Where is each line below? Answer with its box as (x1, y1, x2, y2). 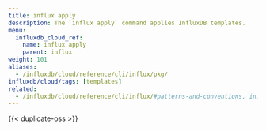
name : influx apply (22, 41, 87, 49)
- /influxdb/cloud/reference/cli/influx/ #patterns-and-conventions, (15, 92, 246, 100)
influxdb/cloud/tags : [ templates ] (8, 77, 123, 85)
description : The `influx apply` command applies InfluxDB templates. (8, 19, 246, 27)
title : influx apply (8, 11, 77, 20)
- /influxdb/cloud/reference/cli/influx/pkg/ (15, 70, 169, 78)
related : (8, 84, 37, 93)
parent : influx (22, 48, 73, 56)
